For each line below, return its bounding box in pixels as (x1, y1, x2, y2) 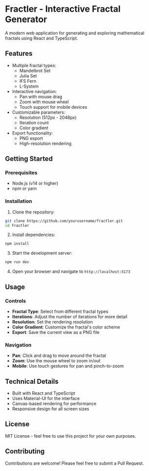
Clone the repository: (12, 209, 55, 215)
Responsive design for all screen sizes (12, 406, 89, 412)
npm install (5, 241, 29, 246)
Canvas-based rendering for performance (12, 400, 96, 407)
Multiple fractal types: (12, 62, 56, 68)
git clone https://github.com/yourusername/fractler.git (5, 218, 123, 223)
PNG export (19, 135, 43, 141)
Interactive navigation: (12, 88, 57, 94)
